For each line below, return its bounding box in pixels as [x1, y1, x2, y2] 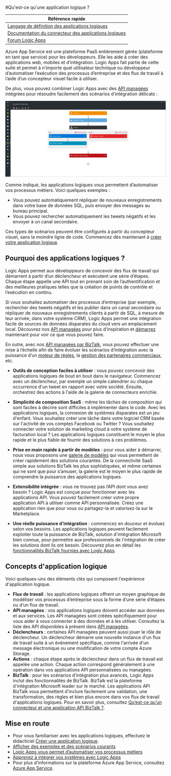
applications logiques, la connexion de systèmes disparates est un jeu [12, 410, 160, 416]
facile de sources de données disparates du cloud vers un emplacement [5, 321, 157, 327]
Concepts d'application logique [5, 562, 107, 571]
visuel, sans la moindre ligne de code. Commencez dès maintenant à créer [5, 234, 162, 240]
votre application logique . [5, 239, 59, 245]
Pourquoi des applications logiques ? [5, 254, 125, 263]
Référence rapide [48, 15, 85, 22]
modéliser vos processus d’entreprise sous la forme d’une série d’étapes [12, 596, 165, 602]
